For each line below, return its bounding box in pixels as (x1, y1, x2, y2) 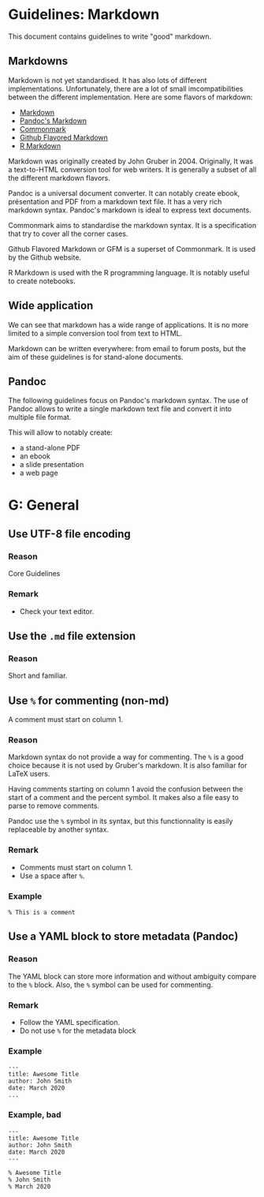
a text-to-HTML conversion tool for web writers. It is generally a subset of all (8, 164, 257, 174)
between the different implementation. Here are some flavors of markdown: (8, 92, 253, 102)
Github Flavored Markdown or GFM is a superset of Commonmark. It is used (8, 244, 256, 253)
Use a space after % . (19, 870, 85, 881)
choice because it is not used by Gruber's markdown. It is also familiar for (8, 761, 247, 770)
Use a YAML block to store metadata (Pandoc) (8, 930, 239, 944)
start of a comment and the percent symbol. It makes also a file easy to (8, 793, 239, 802)
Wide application (8, 299, 94, 312)
